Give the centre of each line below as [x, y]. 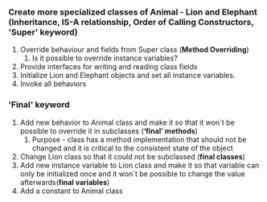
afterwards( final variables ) [65, 182]
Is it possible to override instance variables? [105, 58]
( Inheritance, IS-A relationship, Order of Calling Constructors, [131, 22]
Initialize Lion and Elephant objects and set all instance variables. [127, 76]
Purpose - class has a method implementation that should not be [139, 139]
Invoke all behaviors [53, 84]
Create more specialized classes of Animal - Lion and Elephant [133, 12]
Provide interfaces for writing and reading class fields [109, 67]
